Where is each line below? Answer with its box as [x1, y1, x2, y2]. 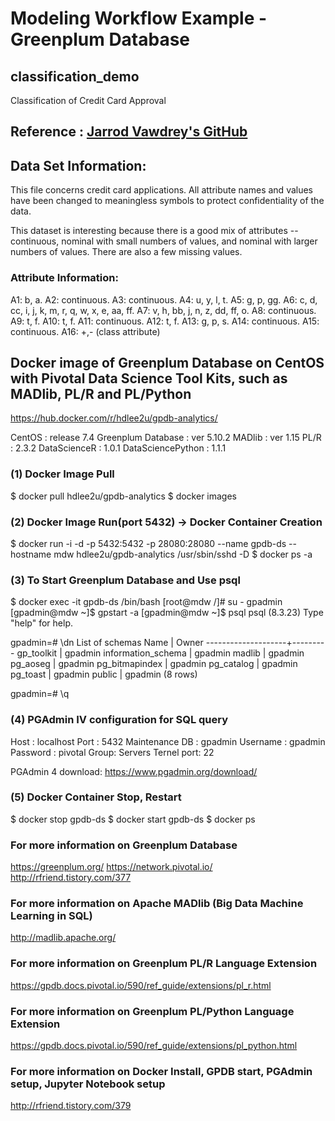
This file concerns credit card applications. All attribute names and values [10, 184, 314, 196]
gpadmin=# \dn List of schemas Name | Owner [10, 637, 204, 649]
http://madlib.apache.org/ [10, 932, 117, 944]
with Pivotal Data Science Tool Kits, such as [10, 370, 288, 387]
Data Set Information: [10, 157, 147, 174]
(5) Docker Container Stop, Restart [10, 790, 182, 804]
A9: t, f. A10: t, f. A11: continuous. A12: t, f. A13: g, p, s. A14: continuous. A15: [10, 315, 320, 327]
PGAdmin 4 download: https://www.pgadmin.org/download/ [10, 765, 258, 777]
